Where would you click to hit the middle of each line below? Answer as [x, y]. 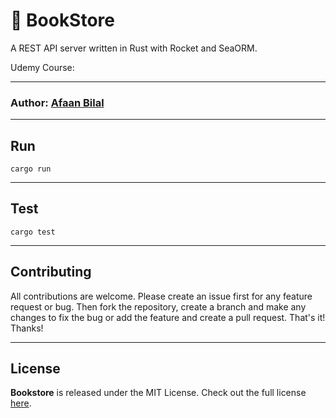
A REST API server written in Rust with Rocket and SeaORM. [134, 48]
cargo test [33, 232]
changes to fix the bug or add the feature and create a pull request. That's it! [168, 317]
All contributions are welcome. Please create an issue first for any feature [161, 296]
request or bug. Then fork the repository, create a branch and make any [158, 306]
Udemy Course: [42, 67]
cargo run [31, 169]
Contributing [51, 272]
